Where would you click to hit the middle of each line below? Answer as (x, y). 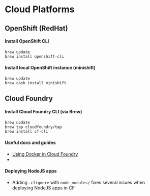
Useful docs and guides (30, 143)
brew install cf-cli (27, 131)
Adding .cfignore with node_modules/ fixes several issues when (79, 182)
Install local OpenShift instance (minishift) (50, 68)
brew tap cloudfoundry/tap (33, 127)
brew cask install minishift (36, 83)
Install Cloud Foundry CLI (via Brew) (43, 111)
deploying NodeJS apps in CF (43, 188)
